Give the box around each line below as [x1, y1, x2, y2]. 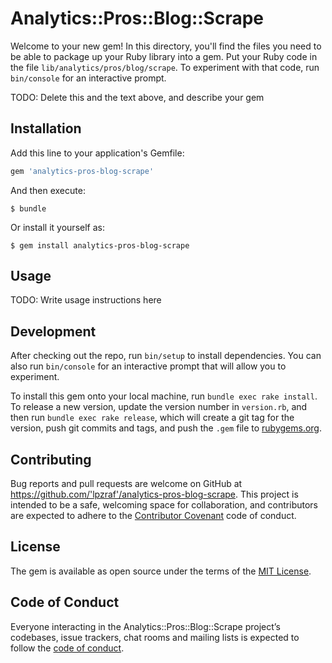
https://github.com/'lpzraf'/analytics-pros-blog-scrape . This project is [10, 488, 299, 501]
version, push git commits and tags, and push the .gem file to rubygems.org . [10, 422, 323, 434]
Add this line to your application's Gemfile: [10, 147, 185, 159]
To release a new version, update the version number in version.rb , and [10, 401, 308, 413]
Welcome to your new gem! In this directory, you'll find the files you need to [10, 40, 322, 52]
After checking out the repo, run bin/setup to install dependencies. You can [10, 350, 322, 362]
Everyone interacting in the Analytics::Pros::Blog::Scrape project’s [10, 620, 281, 632]
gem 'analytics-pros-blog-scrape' [10, 166, 155, 176]
